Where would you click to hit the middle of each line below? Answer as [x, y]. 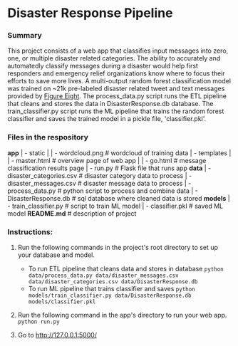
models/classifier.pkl [62, 302]
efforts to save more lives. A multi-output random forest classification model [119, 81]
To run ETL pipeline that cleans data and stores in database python [126, 269]
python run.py [38, 322]
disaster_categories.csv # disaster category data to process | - [100, 175]
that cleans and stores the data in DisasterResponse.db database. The [110, 104]
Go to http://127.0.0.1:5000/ [57, 335]
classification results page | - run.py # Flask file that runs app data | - [109, 168]
